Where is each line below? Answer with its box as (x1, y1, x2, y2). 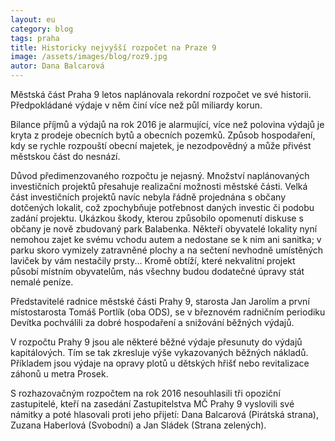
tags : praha (10, 33, 60, 43)
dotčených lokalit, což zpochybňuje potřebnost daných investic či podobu (10, 202, 315, 213)
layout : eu (10, 14, 56, 25)
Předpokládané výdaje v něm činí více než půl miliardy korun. (10, 99, 263, 111)
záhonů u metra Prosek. (10, 368, 109, 380)
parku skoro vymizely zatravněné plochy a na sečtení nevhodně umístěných (10, 244, 324, 256)
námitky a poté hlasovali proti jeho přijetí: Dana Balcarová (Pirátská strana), (10, 409, 319, 420)
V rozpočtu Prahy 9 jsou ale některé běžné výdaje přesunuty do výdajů (10, 336, 303, 348)
